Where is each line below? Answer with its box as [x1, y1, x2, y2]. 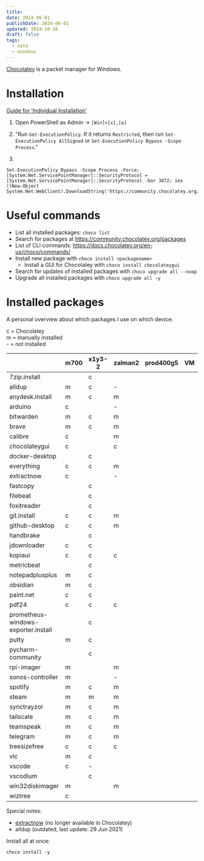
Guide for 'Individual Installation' [6, 107, 87, 114]
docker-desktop [9, 452, 56, 460]
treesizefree [9, 742, 44, 750]
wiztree [9, 792, 31, 800]
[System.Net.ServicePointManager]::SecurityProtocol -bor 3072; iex [6, 177, 183, 183]
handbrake [9, 531, 41, 539]
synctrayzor [9, 702, 44, 710]
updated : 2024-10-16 [6, 26, 59, 32]
